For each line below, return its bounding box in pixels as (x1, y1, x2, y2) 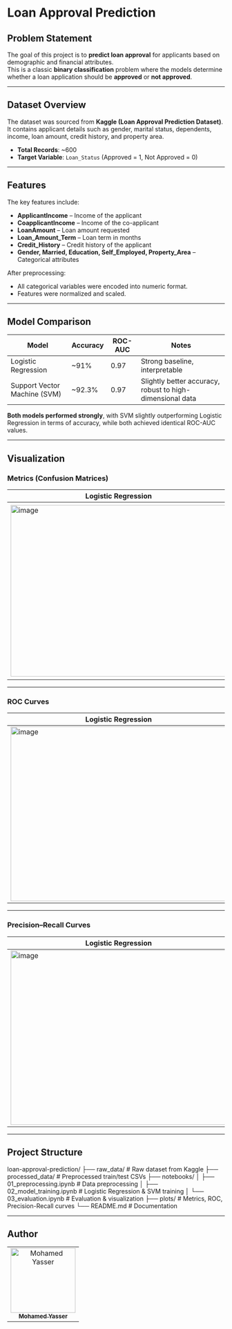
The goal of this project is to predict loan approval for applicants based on (7, 50, 220, 59)
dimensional (140, 394, 181, 404)
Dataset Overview (7, 99, 86, 111)
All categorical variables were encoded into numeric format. (17, 282, 188, 290)
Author (7, 1228, 38, 1240)
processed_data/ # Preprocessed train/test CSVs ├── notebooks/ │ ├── (7, 1172, 215, 1180)
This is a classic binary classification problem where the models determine (7, 66, 223, 73)
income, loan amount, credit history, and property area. (7, 132, 164, 140)
